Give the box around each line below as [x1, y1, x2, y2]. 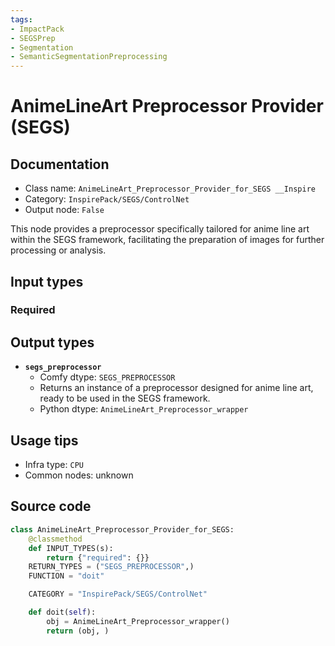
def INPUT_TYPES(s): [28, 543, 114, 553]
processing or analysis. [10, 244, 107, 256]
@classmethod [28, 534, 83, 544]
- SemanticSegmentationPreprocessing [10, 52, 168, 62]
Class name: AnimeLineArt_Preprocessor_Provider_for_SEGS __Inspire [24, 182, 316, 195]
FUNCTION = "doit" [28, 571, 105, 581]
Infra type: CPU [24, 459, 84, 471]
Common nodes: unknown [24, 469, 134, 481]
